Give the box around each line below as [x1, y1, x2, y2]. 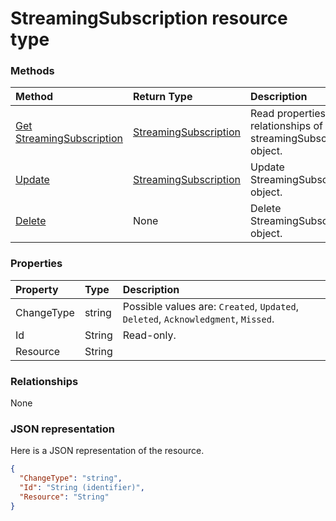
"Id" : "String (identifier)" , [19, 483, 145, 493]
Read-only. [122, 328, 177, 342]
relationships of [250, 119, 323, 133]
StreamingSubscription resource [10, 7, 288, 30]
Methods [10, 64, 55, 78]
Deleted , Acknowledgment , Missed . [122, 312, 275, 326]
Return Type [133, 90, 193, 104]
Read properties [250, 107, 327, 121]
